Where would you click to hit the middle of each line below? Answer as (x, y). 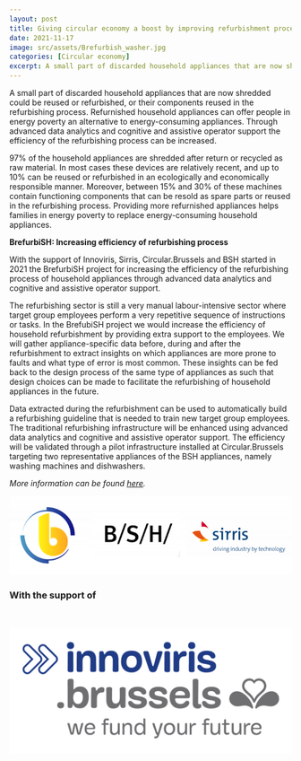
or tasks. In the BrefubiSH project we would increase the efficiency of (138, 324)
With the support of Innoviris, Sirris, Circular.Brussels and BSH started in (142, 259)
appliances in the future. (54, 391)
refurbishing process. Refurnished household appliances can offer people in (150, 112)
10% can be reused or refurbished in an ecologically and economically (139, 177)
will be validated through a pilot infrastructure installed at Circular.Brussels (146, 447)
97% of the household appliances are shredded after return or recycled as (146, 158)
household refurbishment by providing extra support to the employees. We (147, 334)
